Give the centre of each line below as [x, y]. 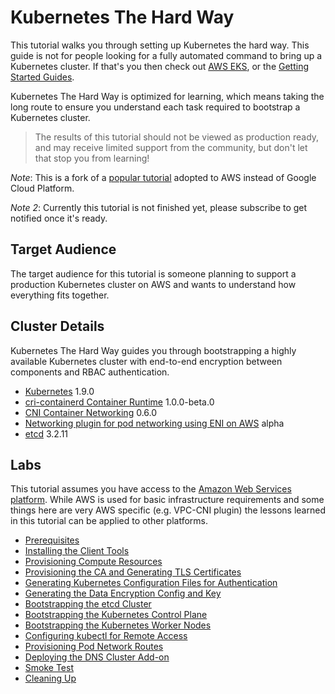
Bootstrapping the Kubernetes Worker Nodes [118, 625]
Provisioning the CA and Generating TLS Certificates [133, 572]
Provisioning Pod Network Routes [94, 647]
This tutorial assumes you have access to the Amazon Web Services [151, 489]
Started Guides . [42, 77]
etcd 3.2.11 [46, 433]
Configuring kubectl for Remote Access [106, 636]
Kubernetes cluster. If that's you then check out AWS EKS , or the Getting [160, 66]
